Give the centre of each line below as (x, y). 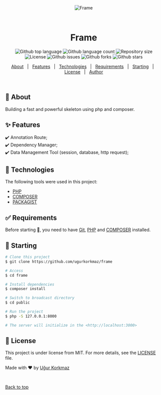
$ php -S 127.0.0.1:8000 (31, 316)
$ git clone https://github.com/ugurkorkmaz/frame (59, 262)
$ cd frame (16, 275)
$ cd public (17, 303)
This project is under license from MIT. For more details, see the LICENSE (80, 353)
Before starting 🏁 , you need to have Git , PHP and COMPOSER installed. (78, 230)
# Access (14, 271)
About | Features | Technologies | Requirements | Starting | (82, 66)
